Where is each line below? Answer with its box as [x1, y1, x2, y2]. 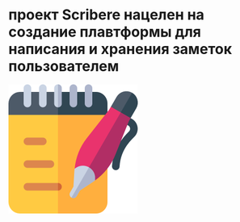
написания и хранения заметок [8, 40, 233, 58]
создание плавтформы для [8, 23, 202, 41]
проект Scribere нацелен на [8, 6, 204, 24]
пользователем [8, 57, 120, 76]
